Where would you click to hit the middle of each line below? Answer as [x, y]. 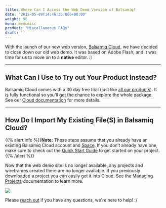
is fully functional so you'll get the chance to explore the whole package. [79, 95]
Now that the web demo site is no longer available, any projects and [74, 165]
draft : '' [15, 33]
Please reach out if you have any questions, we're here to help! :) [71, 200]
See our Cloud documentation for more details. [53, 100]
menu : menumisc [21, 24]
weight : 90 [16, 19]
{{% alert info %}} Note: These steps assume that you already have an [76, 140]
